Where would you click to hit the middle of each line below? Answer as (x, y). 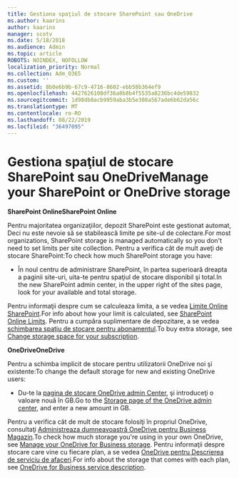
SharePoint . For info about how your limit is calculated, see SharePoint (110, 313)
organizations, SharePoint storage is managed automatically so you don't (115, 241)
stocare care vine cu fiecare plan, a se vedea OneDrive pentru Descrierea (116, 452)
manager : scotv (30, 34)
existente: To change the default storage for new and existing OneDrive (111, 372)
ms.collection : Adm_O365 (44, 73)
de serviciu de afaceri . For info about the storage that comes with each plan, (119, 459)
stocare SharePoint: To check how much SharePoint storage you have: (110, 256)
